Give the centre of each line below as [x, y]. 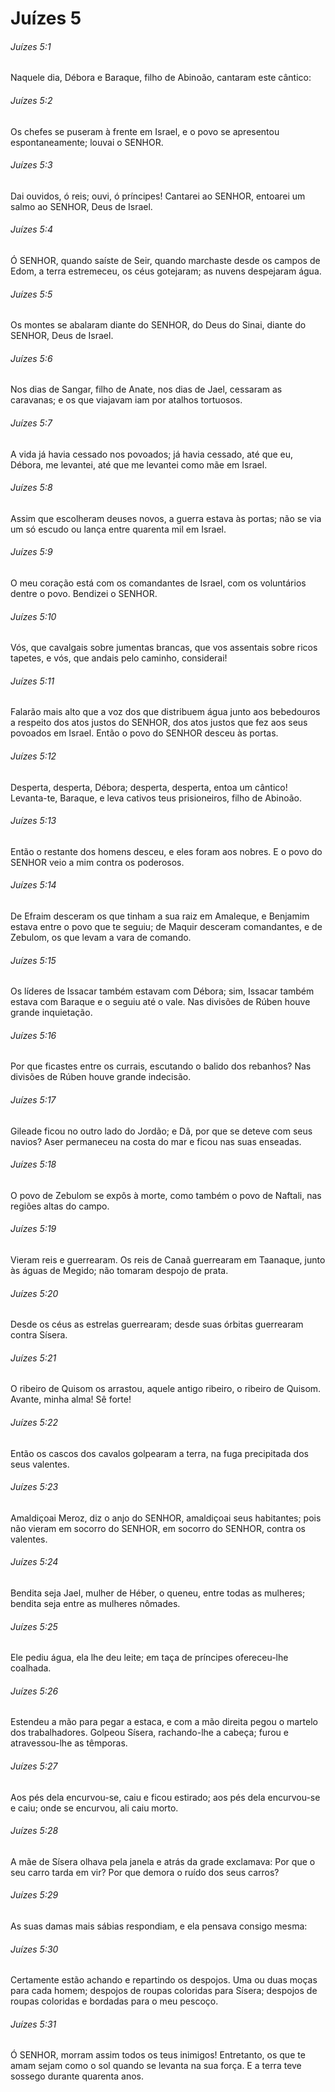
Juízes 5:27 [34, 1766]
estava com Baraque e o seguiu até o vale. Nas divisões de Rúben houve [160, 1002]
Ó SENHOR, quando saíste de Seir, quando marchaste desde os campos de [165, 260]
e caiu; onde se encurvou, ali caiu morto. [94, 1808]
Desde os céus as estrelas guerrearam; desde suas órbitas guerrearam [157, 1324]
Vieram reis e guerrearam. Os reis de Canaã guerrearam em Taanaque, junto [168, 1260]
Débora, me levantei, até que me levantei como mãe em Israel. [139, 464]
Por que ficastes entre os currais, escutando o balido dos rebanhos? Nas [161, 1066]
